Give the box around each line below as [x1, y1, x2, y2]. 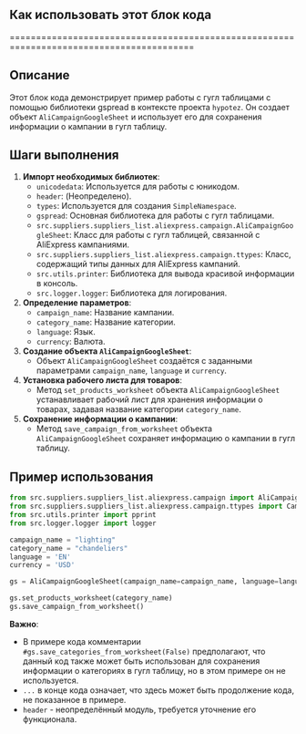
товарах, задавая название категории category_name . [36, 404, 241, 415]
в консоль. [36, 278, 78, 289]
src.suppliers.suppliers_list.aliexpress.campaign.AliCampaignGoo [36, 222, 294, 231]
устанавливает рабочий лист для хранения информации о [36, 394, 263, 405]
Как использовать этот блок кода [9, 7, 212, 23]
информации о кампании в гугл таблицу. [9, 120, 168, 131]
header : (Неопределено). [36, 191, 132, 202]
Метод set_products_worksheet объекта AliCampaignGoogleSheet [36, 385, 280, 396]
